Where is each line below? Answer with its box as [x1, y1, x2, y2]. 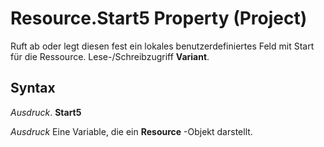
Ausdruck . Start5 [10, 106, 82, 118]
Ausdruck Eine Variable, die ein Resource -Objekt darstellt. [10, 125, 253, 137]
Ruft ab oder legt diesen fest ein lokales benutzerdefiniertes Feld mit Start [10, 40, 315, 52]
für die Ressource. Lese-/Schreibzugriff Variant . [10, 50, 210, 62]
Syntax [10, 80, 56, 97]
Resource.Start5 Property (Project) [10, 7, 308, 30]
